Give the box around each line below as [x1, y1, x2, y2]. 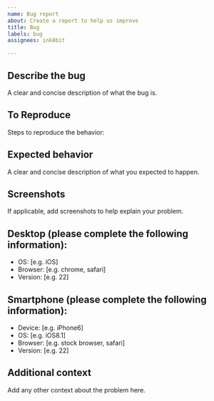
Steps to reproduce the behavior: [7, 127, 105, 136]
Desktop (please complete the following [7, 227, 189, 239]
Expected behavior [7, 149, 93, 161]
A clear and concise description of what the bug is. [7, 88, 158, 97]
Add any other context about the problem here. [7, 385, 146, 394]
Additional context [7, 367, 91, 379]
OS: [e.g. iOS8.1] [17, 331, 66, 339]
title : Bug [7, 24, 40, 31]
